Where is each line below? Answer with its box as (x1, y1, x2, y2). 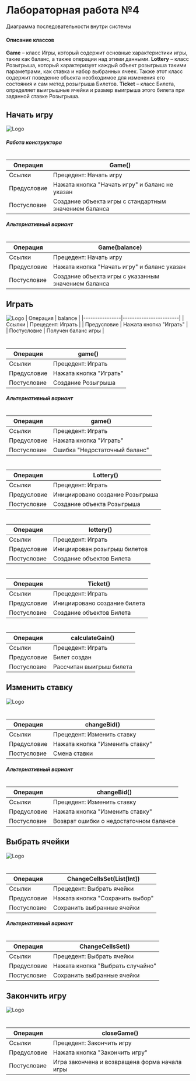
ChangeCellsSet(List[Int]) (66, 875, 140, 883)
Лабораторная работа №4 (6, 4, 140, 17)
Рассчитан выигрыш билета (52, 663, 132, 671)
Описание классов (6, 36, 54, 43)
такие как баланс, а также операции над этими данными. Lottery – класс (6, 56, 190, 63)
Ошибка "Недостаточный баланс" (52, 446, 149, 454)
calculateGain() (71, 634, 115, 642)
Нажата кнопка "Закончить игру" (52, 1048, 148, 1056)
